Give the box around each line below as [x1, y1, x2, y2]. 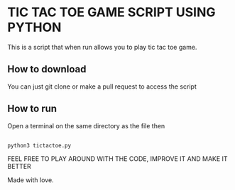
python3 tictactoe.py [7, 142, 72, 149]
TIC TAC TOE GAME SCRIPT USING [7, 4, 216, 21]
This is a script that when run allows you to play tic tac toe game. [7, 43, 197, 51]
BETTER [7, 162, 32, 170]
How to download [7, 63, 87, 75]
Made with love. [7, 175, 55, 184]
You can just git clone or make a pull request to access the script [7, 82, 197, 91]
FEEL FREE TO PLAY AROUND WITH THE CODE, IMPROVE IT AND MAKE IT [7, 154, 229, 163]
